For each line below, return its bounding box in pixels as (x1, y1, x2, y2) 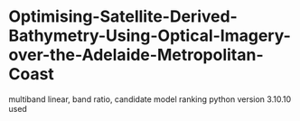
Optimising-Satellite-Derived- (8, 6, 239, 27)
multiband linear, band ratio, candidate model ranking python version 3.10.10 (8, 93, 291, 105)
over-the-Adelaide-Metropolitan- (8, 45, 264, 65)
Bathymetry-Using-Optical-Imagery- (8, 25, 291, 46)
